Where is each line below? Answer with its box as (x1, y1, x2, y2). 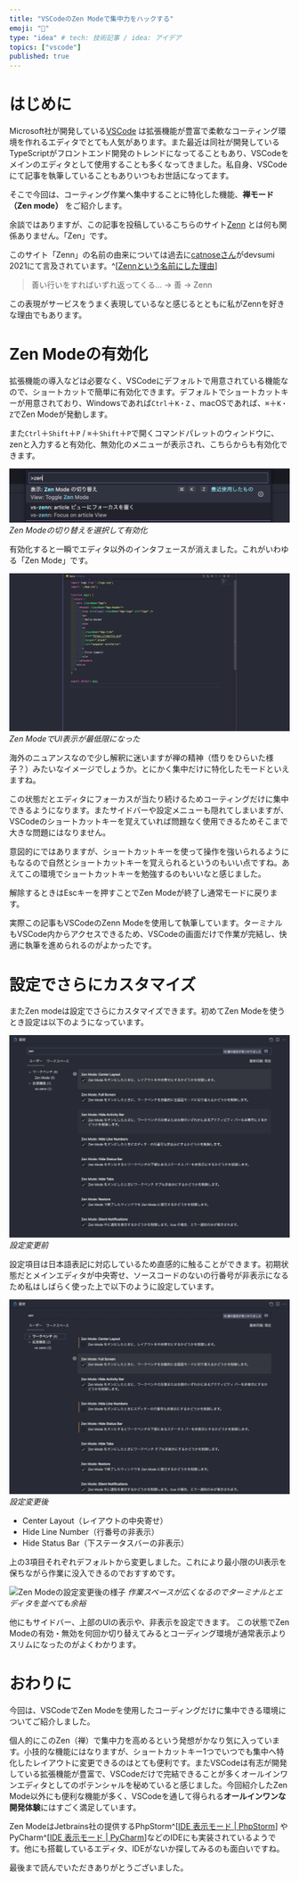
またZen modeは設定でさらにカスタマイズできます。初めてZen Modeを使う (9, 1006, 286, 1016)
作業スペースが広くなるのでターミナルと (127, 1587, 276, 1597)
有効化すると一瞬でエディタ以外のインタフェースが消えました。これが (9, 543, 266, 554)
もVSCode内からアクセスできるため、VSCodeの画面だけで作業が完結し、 (9, 929, 280, 940)
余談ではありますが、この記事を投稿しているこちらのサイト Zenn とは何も (9, 220, 279, 230)
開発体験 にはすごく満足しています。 (9, 1802, 141, 1812)
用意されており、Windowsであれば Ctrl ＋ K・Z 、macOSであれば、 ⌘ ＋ (24, 398, 278, 408)
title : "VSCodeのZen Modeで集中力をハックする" (9, 14, 174, 23)
